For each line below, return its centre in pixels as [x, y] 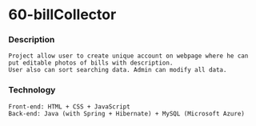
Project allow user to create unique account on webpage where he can [128, 56]
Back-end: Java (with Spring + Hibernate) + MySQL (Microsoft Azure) [127, 113]
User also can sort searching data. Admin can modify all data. [118, 70]
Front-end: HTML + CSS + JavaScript [69, 106]
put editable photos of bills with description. [91, 63]
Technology [32, 90]
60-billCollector [62, 15]
